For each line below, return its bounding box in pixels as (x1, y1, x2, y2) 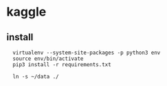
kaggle (6, 4, 47, 20)
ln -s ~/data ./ (12, 73, 59, 80)
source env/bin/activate (12, 55, 84, 62)
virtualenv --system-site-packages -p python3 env (12, 49, 161, 56)
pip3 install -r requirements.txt (12, 61, 111, 68)
